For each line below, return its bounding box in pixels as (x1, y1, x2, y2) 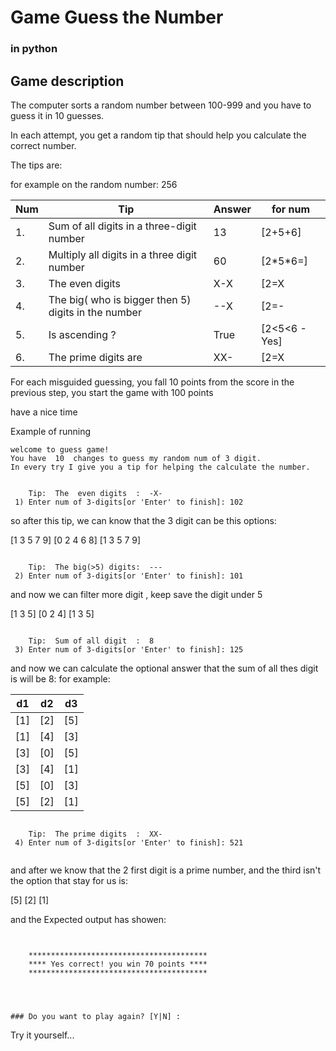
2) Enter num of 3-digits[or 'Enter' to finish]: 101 (14, 571, 244, 581)
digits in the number (48, 305, 142, 319)
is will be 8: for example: (10, 672, 111, 685)
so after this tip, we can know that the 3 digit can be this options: (10, 514, 277, 526)
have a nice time (10, 406, 78, 418)
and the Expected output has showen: (10, 913, 167, 925)
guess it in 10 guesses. (10, 109, 105, 121)
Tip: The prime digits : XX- (28, 829, 163, 839)
